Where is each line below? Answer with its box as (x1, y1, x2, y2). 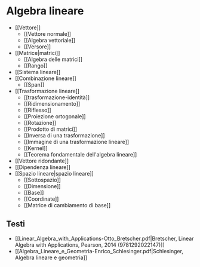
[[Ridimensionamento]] (23, 100, 81, 107)
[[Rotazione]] (23, 119, 57, 126)
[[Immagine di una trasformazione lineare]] (23, 138, 130, 145)
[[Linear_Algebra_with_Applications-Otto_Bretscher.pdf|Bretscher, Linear (14, 235, 194, 242)
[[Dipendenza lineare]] (14, 163, 70, 171)
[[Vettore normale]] (23, 30, 72, 37)
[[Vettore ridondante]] (14, 157, 69, 164)
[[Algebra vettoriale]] (23, 36, 76, 44)
